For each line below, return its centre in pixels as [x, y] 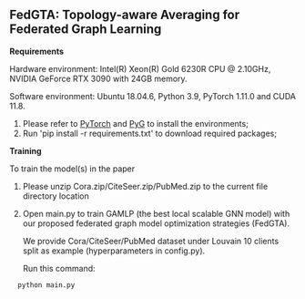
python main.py [46, 285]
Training [26, 150]
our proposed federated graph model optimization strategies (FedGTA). [156, 223]
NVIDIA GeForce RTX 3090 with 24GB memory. [99, 78]
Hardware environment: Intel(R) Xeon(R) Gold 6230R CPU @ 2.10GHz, [140, 68]
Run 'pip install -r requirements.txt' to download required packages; [150, 133]
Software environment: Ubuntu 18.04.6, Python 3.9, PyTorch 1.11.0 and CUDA [152, 96]
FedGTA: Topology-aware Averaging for [124, 15]
